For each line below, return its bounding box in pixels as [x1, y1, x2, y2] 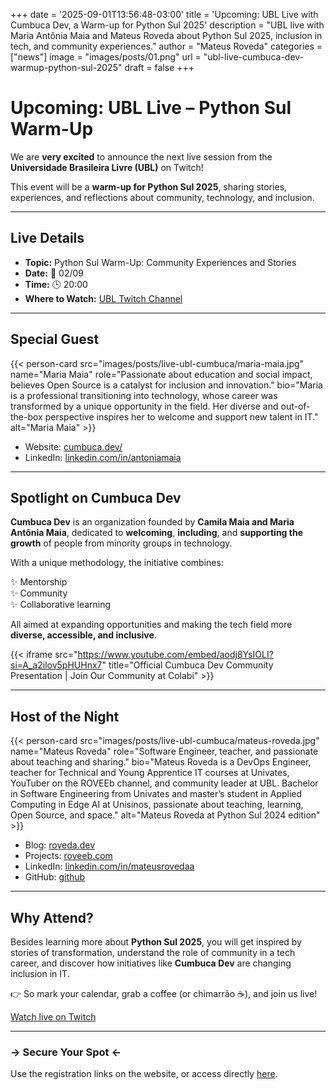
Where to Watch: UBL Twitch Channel [24, 292, 183, 304]
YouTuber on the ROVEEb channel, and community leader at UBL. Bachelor [10, 777, 319, 789]
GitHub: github [24, 871, 86, 883]
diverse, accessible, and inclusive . [10, 629, 157, 641]
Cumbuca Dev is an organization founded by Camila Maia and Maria [10, 516, 295, 528]
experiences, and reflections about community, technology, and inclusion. [10, 191, 315, 203]
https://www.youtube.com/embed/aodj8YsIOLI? [77, 649, 274, 661]
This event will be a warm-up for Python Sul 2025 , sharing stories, [10, 180, 288, 193]
